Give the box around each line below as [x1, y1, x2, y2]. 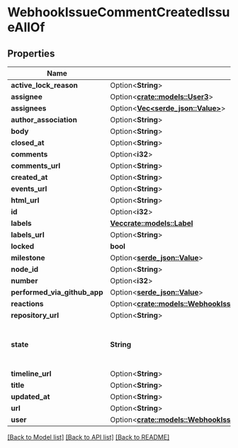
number [11, 276, 38, 285]
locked [11, 241, 35, 251]
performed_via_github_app [11, 287, 104, 297]
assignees [11, 103, 47, 113]
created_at [11, 173, 48, 182]
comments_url [11, 161, 61, 171]
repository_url [11, 311, 59, 320]
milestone [11, 253, 45, 263]
